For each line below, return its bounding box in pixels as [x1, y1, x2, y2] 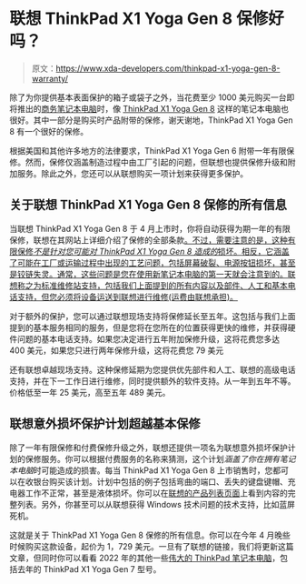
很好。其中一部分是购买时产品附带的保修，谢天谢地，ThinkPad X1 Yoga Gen [9, 115, 293, 126]
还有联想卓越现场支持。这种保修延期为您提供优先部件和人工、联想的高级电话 [9, 364, 296, 375]
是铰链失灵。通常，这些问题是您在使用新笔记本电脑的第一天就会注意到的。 [9, 268, 288, 279]
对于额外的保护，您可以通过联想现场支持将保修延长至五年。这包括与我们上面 [9, 310, 296, 321]
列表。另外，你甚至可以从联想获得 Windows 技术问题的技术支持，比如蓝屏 [16, 498, 295, 509]
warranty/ [31, 73, 68, 84]
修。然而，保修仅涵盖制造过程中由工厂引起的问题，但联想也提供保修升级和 [9, 156, 288, 167]
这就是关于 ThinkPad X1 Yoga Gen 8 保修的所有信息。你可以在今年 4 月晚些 [9, 529, 291, 540]
